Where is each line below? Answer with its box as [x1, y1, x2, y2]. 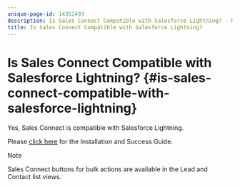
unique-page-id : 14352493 [7, 10, 84, 18]
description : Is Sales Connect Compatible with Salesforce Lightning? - [7, 17, 229, 24]
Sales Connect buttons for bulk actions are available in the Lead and [7, 165, 209, 173]
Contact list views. [7, 173, 62, 181]
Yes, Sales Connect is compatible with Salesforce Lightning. [7, 123, 184, 132]
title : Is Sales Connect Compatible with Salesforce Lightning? [7, 24, 203, 31]
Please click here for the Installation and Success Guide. [7, 137, 174, 146]
